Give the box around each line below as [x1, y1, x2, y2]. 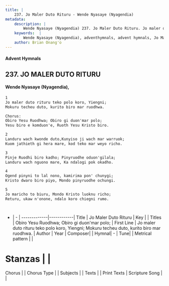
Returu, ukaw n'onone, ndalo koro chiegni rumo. [5, 196, 109, 201]
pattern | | [12, 235, 34, 241]
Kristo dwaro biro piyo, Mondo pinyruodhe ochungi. [5, 178, 116, 183]
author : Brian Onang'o [14, 40, 62, 45]
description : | [14, 21, 46, 27]
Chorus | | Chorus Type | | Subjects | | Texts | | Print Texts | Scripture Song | [5, 269, 162, 276]
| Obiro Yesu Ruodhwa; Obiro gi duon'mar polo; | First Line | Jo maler [12, 219, 156, 226]
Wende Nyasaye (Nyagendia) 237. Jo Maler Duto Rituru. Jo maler [23, 26, 161, 31]
